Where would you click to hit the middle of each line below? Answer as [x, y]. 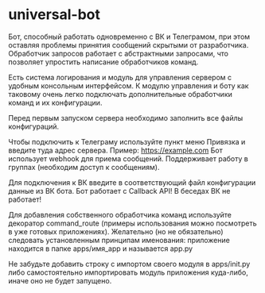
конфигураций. [34, 126]
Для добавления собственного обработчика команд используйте [120, 214]
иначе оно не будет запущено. [60, 280]
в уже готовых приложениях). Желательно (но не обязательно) [116, 231]
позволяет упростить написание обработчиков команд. [103, 62]
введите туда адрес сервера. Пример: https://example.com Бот [115, 150]
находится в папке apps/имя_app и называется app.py [101, 249]
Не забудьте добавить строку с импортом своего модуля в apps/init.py [129, 264]
